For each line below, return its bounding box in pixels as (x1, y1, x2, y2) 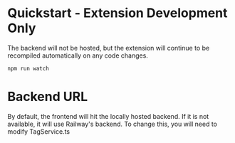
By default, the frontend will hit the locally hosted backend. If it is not (7, 112, 209, 120)
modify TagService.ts (7, 127, 70, 136)
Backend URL (7, 89, 88, 105)
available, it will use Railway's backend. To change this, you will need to (7, 120, 217, 128)
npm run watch (7, 65, 50, 72)
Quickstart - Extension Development (7, 5, 228, 21)
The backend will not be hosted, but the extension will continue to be (7, 43, 210, 52)
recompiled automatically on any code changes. (7, 51, 148, 60)
